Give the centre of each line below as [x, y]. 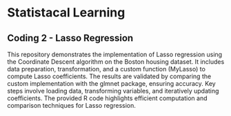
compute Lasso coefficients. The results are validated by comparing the [109, 76]
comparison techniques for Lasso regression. [72, 105]
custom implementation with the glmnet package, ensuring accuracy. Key [111, 83]
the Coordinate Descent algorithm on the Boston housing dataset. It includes [116, 62]
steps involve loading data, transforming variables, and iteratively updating [113, 91]
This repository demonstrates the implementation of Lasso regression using [115, 54]
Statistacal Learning [66, 13]
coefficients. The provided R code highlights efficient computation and [108, 98]
